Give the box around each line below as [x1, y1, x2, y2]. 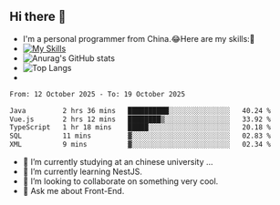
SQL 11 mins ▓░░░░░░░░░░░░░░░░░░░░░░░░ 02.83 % [9, 131, 272, 141]
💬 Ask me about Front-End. [22, 186, 125, 197]
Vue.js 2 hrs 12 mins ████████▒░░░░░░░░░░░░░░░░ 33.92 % [9, 115, 272, 124]
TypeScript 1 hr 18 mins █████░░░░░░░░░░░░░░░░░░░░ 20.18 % [9, 123, 272, 132]
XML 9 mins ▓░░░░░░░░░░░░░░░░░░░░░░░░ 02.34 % [9, 140, 272, 149]
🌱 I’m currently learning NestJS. [22, 166, 143, 178]
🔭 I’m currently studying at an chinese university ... [22, 157, 213, 168]
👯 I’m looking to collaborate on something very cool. [22, 176, 219, 187]
